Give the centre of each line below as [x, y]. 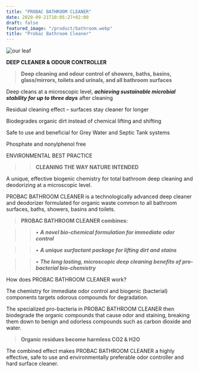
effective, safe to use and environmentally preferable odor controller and [95, 357]
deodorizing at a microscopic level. [49, 185]
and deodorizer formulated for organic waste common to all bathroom [91, 203]
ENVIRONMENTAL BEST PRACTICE [49, 156]
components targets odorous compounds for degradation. [77, 298]
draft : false [22, 23]
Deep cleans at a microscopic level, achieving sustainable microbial [91, 92]
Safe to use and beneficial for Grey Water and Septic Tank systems [88, 133]
